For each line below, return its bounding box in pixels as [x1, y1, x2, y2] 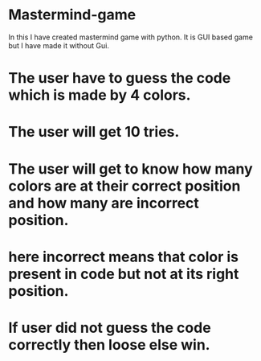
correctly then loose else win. [8, 335, 210, 354]
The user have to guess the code [8, 69, 231, 88]
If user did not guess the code [8, 318, 211, 337]
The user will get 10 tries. [8, 123, 180, 142]
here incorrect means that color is [8, 248, 239, 266]
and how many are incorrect [8, 194, 199, 212]
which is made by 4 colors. [8, 86, 191, 105]
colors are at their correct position [8, 177, 241, 195]
